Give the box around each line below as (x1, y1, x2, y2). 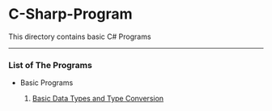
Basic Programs (19, 78, 74, 88)
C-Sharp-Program (8, 5, 133, 23)
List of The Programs (8, 59, 93, 70)
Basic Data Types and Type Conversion (32, 94, 164, 104)
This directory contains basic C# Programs (8, 32, 151, 41)
